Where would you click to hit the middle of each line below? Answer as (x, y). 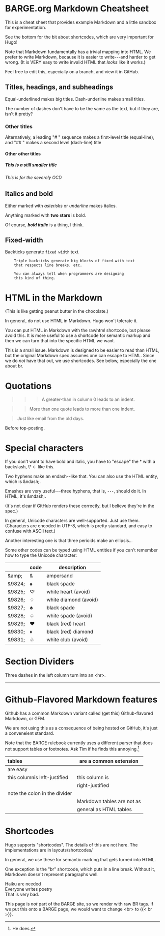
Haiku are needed (23, 884)
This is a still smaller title (31, 165)
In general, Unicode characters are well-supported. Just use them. (72, 521)
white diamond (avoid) (72, 600)
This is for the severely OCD (34, 177)
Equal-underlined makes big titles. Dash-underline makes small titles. (75, 99)
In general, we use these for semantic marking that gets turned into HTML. (81, 859)
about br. (14, 366)
